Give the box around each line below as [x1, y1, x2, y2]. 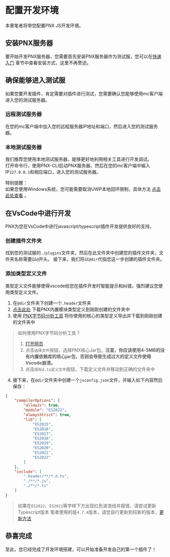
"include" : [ [14, 469, 42, 474]
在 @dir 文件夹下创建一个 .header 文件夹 [12, 300, 91, 306]
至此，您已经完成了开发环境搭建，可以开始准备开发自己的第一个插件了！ [5, 546, 156, 552]
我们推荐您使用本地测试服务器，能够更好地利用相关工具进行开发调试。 [5, 156, 152, 162]
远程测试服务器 [5, 110, 42, 118]
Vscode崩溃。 [25, 359, 56, 366]
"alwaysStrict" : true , [23, 412, 72, 417]
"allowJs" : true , [23, 403, 60, 408]
